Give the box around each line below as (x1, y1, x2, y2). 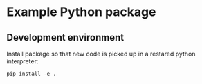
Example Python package (6, 4, 156, 20)
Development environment (6, 32, 125, 43)
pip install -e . (6, 70, 57, 77)
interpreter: (6, 57, 39, 65)
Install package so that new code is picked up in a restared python (6, 50, 196, 58)
